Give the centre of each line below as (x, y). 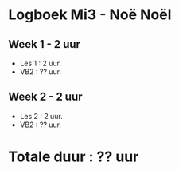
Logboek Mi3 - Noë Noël (90, 15)
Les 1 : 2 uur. (41, 63)
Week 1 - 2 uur (45, 44)
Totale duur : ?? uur (74, 156)
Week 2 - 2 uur (45, 97)
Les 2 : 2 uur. (41, 116)
